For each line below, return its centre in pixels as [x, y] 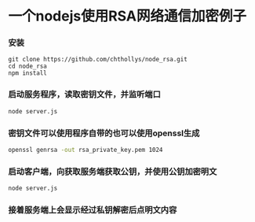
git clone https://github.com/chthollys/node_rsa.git [98, 60]
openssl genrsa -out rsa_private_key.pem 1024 [86, 150]
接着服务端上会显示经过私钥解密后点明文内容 [93, 209]
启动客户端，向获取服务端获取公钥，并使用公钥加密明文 [113, 172]
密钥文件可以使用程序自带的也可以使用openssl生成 [104, 133]
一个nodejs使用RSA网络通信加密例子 [127, 16]
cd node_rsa [27, 67]
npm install [27, 73]
